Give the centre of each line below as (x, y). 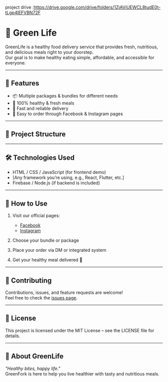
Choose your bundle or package (45, 240)
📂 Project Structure (35, 134)
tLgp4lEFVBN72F (23, 13)
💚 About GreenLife (34, 356)
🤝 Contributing (28, 280)
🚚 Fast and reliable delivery (40, 108)
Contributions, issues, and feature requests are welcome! (64, 293)
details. (13, 336)
